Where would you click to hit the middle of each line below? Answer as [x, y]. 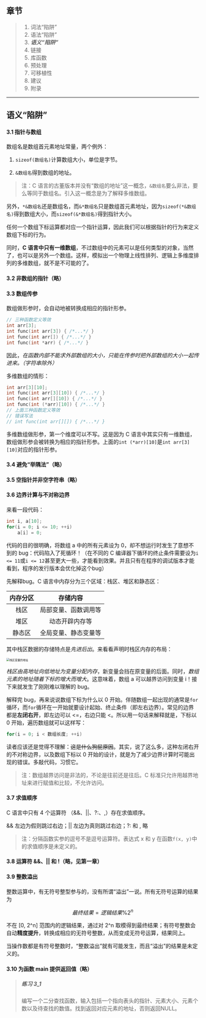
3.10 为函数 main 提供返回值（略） [50, 969]
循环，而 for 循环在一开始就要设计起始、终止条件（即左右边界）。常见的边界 [100, 707]
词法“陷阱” [43, 27]
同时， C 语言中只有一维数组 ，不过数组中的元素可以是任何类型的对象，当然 [100, 248]
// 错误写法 [20, 416]
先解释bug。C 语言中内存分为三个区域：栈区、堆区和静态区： [83, 581]
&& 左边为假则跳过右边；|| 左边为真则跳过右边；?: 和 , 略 [77, 826]
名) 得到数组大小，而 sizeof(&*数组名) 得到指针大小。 [71, 214]
